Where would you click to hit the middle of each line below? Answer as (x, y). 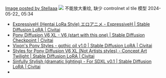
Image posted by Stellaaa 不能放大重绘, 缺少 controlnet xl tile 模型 (76, 8)
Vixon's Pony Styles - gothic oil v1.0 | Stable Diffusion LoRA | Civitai (82, 45)
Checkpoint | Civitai (33, 40)
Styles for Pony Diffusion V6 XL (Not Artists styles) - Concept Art (79, 51)
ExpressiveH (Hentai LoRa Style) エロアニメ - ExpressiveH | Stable (81, 24)
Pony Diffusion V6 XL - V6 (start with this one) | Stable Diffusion (79, 35)
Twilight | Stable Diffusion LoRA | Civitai (53, 56)
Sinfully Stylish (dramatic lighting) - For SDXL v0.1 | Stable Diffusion (82, 61)
